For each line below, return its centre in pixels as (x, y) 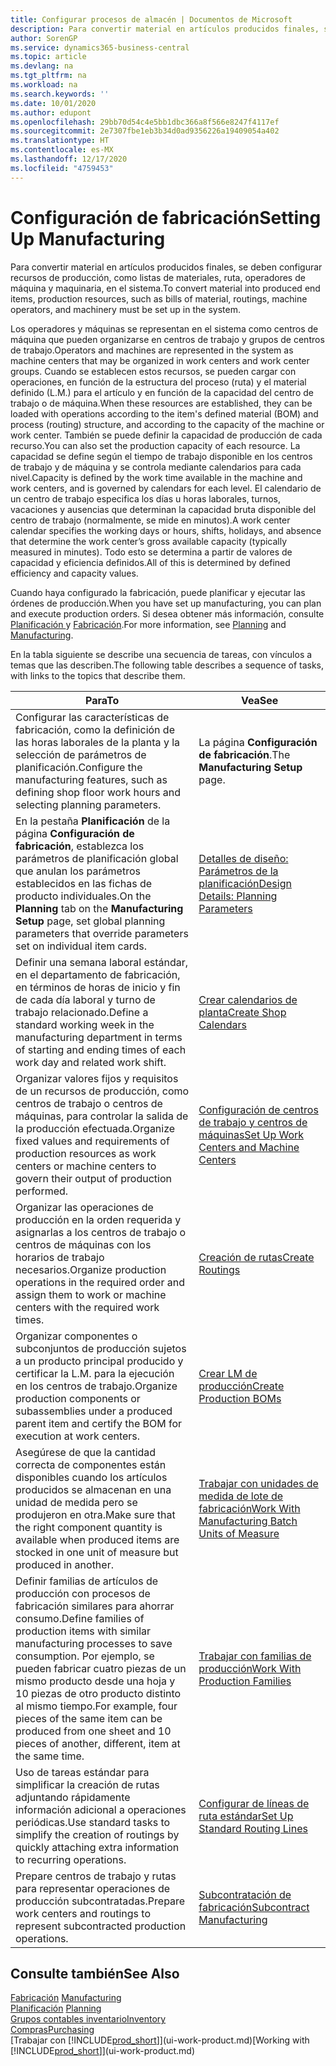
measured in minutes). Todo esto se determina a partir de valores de (151, 552)
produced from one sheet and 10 (93, 1731)
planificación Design (245, 883)
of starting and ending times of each (101, 1049)
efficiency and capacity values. (74, 573)
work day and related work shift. (91, 1062)
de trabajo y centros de (253, 1122)
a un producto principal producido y (99, 1361)
